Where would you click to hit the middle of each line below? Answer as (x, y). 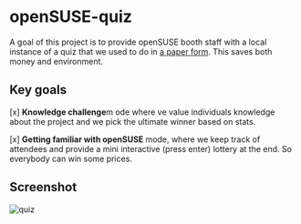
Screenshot (43, 187)
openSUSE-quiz (71, 17)
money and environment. (56, 61)
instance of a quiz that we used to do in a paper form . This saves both (141, 51)
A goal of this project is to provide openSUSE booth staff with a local (138, 42)
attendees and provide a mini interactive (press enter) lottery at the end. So (150, 148)
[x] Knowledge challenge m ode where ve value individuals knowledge (142, 112)
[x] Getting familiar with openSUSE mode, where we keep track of (135, 139)
